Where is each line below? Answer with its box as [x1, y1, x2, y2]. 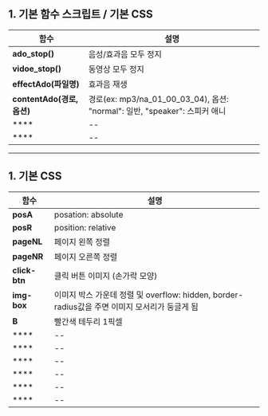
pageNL [12, 236, 43, 247]
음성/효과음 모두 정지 [88, 49, 162, 60]
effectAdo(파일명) [12, 78, 80, 89]
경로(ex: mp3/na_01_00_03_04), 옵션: [88, 93, 229, 104]
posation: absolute [54, 209, 124, 220]
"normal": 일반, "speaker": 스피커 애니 [88, 105, 227, 116]
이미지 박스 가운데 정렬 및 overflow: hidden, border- [54, 289, 243, 300]
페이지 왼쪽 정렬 [54, 236, 110, 247]
